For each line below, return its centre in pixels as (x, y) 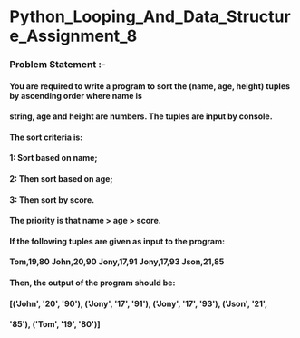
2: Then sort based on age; (61, 179)
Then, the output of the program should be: (92, 283)
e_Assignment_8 (73, 36)
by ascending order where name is (76, 95)
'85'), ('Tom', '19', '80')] (55, 324)
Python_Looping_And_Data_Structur (150, 17)
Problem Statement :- (58, 65)
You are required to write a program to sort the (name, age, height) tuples (150, 86)
